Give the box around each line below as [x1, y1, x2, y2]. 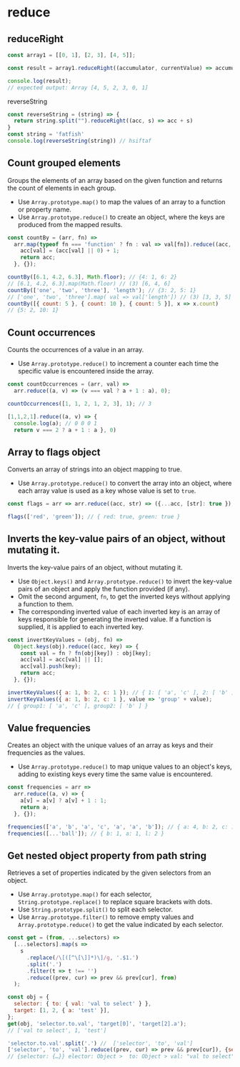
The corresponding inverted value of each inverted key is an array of [17, 607, 221, 616]
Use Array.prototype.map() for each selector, [17, 890, 152, 898]
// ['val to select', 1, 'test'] [7, 1026, 107, 1034]
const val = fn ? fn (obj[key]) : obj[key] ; [20, 649, 152, 657]
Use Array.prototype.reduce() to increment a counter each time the [17, 359, 219, 368]
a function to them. [17, 599, 74, 608]
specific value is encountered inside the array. [17, 367, 154, 376]
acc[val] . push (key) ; [20, 663, 81, 670]
